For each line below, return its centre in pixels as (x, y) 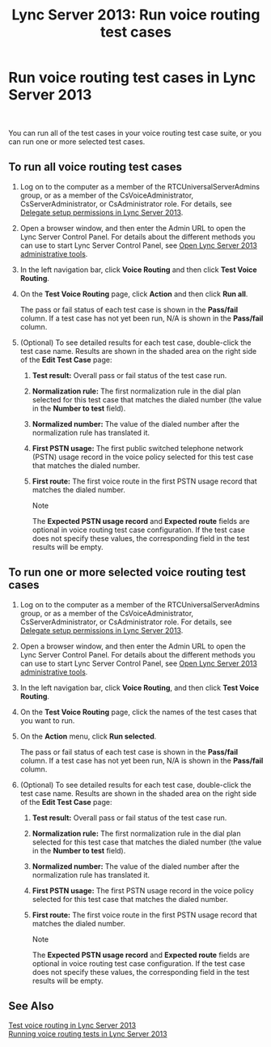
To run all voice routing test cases (95, 167)
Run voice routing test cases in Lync (132, 78)
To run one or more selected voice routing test (127, 572)
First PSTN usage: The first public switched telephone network (138, 448)
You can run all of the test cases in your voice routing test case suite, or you (135, 133)
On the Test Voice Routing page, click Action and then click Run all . (134, 294)
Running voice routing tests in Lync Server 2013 (88, 1034)
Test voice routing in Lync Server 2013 (72, 1025)
